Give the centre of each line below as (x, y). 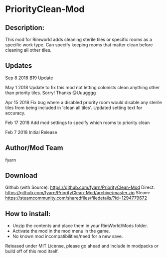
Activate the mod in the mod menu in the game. (61, 231)
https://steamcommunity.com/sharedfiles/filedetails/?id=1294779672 (76, 198)
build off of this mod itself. (32, 251)
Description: (25, 28)
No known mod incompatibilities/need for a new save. (68, 236)
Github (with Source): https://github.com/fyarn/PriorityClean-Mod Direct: (80, 187)
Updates (19, 66)
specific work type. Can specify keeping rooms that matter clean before (79, 45)
